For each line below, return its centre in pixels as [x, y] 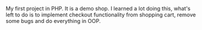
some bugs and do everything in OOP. [53, 21]
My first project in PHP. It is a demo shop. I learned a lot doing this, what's [98, 9]
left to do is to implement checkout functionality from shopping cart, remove [101, 15]
